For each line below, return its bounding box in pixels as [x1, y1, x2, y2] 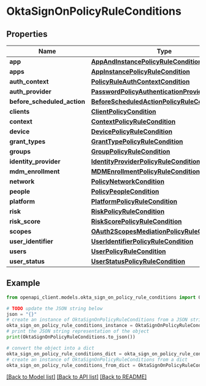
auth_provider [9, 87, 52, 96]
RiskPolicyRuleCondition [91, 207, 165, 216]
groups [9, 148, 31, 156]
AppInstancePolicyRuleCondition [91, 68, 190, 76]
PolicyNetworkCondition [91, 177, 164, 186]
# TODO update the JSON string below [6, 305, 103, 312]
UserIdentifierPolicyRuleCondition [91, 237, 194, 245]
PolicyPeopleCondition [91, 187, 159, 195]
